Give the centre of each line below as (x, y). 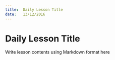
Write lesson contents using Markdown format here (57, 52)
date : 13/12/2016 (25, 14)
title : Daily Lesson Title (34, 10)
